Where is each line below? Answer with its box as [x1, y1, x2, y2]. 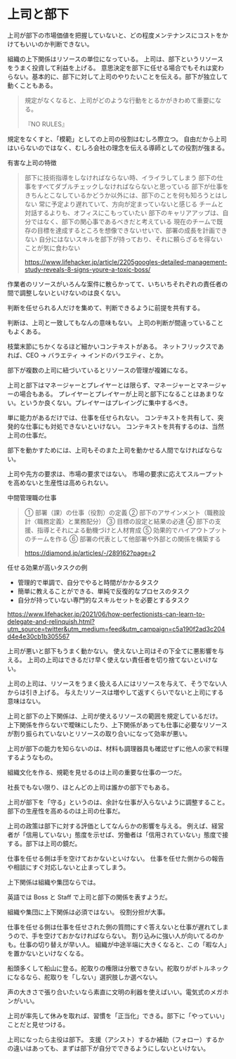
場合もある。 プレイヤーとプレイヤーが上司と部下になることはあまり [19, 390, 218, 398]
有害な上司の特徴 [7, 158, 57, 167]
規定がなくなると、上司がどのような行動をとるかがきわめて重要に [24, 96, 216, 104]
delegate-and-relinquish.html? [7, 617, 95, 626]
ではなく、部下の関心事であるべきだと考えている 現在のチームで [30, 217, 217, 226]
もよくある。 [7, 327, 44, 335]
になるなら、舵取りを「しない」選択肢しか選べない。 [7, 973, 162, 981]
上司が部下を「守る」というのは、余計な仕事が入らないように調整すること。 [7, 797, 229, 806]
